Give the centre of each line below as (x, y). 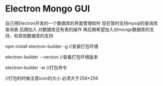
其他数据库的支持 (36, 35)
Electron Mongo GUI (48, 9)
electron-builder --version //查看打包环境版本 (52, 57)
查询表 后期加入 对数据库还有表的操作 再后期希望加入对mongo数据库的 (78, 29)
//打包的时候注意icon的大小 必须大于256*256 (52, 78)
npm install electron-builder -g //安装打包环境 (52, 46)
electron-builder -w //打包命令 (36, 67)
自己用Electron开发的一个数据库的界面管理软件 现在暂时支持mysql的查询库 (81, 23)
